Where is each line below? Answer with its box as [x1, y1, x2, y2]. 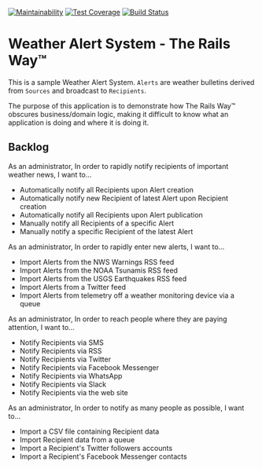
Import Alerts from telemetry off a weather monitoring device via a [19, 291, 234, 300]
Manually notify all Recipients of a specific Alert [19, 218, 175, 228]
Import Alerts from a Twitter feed [19, 282, 126, 291]
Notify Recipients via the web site [19, 387, 128, 397]
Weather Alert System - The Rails [8, 35, 231, 53]
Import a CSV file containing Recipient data [19, 427, 160, 436]
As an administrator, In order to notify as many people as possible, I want [8, 403, 245, 412]
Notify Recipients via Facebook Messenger [19, 362, 160, 372]
